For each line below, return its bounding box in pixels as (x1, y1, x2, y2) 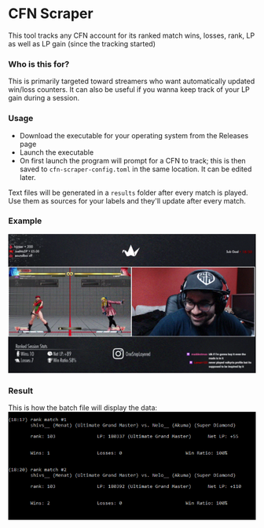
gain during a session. (8, 93, 80, 103)
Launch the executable (19, 147, 94, 157)
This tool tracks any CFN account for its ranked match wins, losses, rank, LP (8, 31, 255, 40)
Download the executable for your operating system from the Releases (19, 130, 249, 140)
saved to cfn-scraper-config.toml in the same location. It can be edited (19, 164, 252, 174)
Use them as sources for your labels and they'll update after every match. (8, 196, 246, 205)
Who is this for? (8, 58, 70, 69)
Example (8, 215, 42, 226)
